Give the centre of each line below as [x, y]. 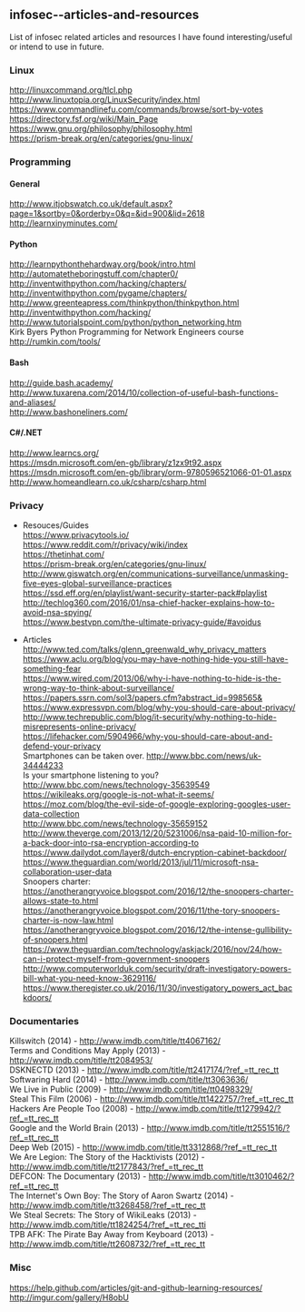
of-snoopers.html [55, 940]
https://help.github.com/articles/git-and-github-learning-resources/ [136, 1287]
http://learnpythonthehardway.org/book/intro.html [103, 264]
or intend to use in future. [57, 46]
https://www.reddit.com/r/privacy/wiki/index [105, 544]
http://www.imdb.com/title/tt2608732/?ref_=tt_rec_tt [108, 1244]
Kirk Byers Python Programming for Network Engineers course [127, 332]
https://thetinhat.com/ [64, 554]
